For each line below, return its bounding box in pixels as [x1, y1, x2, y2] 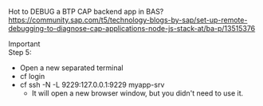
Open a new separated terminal [19, 63, 124, 73]
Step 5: [8, 48, 32, 57]
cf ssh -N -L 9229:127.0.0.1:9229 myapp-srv [19, 80, 165, 89]
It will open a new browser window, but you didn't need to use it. [31, 88, 244, 98]
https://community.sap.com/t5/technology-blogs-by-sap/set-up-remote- [8, 15, 248, 25]
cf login [19, 72, 45, 80]
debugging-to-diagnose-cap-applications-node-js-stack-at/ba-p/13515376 [8, 24, 256, 33]
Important [8, 39, 41, 49]
